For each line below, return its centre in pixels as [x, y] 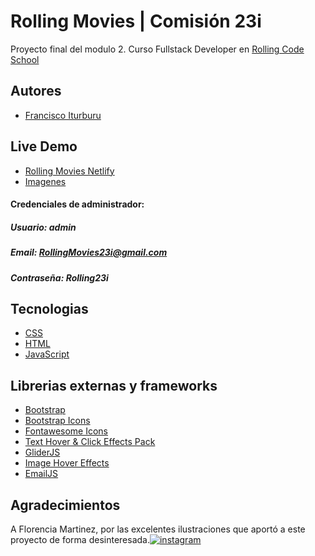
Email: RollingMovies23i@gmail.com [89, 252]
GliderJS [42, 452]
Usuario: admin [43, 227]
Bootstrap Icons [57, 421]
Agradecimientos [65, 505]
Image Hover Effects [67, 463]
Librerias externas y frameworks [114, 385]
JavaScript [47, 354]
